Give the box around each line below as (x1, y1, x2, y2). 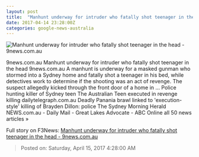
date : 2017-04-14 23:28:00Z (6, 19, 76, 25)
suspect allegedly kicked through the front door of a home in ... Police (6, 84, 176, 91)
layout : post (6, 8, 38, 15)
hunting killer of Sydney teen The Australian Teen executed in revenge (6, 90, 178, 97)
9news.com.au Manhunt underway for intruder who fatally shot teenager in (6, 59, 190, 66)
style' (6, 103, 20, 110)
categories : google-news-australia (6, 25, 94, 31)
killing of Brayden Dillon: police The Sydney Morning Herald (20, 103, 166, 110)
